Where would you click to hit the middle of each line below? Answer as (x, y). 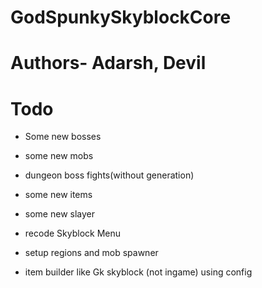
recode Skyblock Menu (72, 233)
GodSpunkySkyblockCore (121, 17)
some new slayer (59, 214)
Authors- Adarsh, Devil (108, 63)
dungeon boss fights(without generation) (109, 175)
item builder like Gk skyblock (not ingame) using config (138, 272)
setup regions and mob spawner (91, 253)
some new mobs (59, 156)
